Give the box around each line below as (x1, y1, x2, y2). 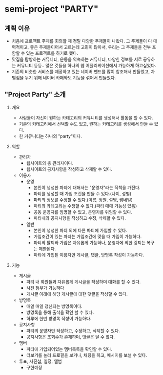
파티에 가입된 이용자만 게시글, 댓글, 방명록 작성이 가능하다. (33, 252, 144, 258)
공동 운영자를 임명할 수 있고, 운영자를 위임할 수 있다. (33, 209, 133, 215)
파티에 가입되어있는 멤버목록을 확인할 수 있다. (26, 346, 113, 352)
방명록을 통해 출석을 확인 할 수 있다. (26, 309, 94, 315)
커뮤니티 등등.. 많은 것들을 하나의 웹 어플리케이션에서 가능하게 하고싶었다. (17, 63, 157, 68)
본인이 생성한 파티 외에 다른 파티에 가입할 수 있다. (33, 227, 127, 233)
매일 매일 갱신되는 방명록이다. (26, 303, 82, 309)
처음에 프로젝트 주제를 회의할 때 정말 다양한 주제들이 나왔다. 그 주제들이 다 (11, 38, 152, 44)
